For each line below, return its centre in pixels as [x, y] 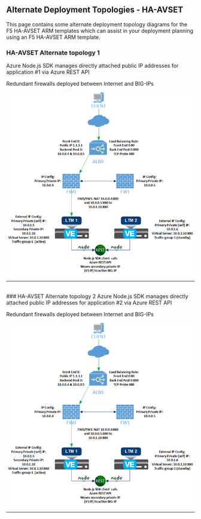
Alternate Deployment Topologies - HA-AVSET [95, 10]
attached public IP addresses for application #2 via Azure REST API [89, 303]
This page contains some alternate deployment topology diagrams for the [97, 24]
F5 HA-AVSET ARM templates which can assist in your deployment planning [100, 31]
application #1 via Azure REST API [48, 72]
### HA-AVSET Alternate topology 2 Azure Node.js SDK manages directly [97, 296]
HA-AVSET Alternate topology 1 [53, 52]
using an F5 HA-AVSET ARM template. [53, 37]
